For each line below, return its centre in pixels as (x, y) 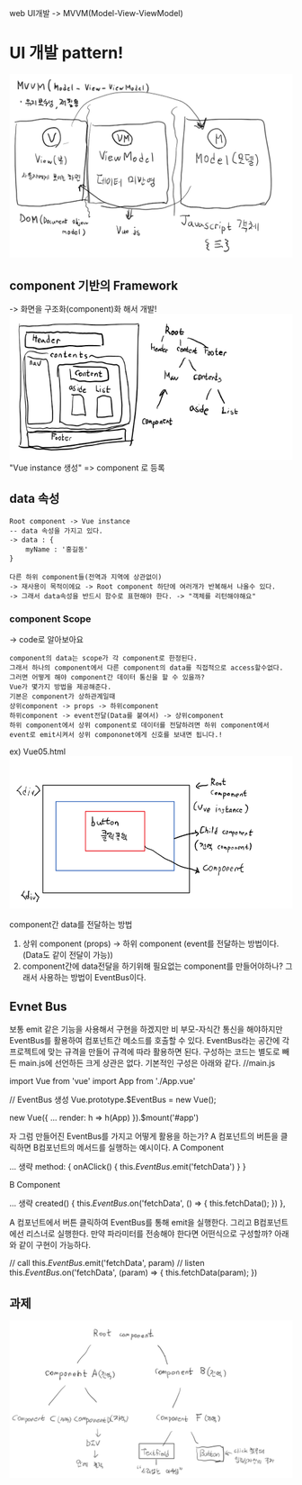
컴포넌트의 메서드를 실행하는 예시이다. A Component (131, 1148)
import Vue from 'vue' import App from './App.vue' (102, 1081)
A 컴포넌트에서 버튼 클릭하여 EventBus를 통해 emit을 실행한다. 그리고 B (134, 1223)
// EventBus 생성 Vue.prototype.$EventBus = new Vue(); (113, 1100)
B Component (35, 1185)
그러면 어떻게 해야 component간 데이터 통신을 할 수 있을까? (107, 678)
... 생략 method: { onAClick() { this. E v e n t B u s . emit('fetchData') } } (128, 1167)
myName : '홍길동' (57, 549)
